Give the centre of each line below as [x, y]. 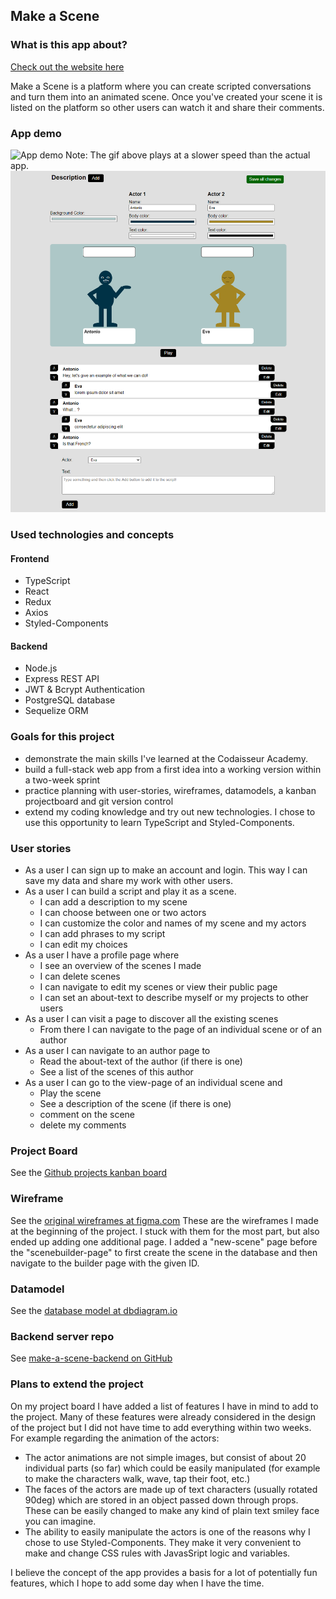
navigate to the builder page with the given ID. [105, 1263]
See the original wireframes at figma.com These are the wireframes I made [164, 1220]
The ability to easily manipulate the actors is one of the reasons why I [167, 1531]
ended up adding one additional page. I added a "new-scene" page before [164, 1241]
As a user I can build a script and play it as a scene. [130, 891]
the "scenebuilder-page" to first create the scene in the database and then [164, 1252]
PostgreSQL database [70, 700]
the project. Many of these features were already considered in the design [163, 1416]
